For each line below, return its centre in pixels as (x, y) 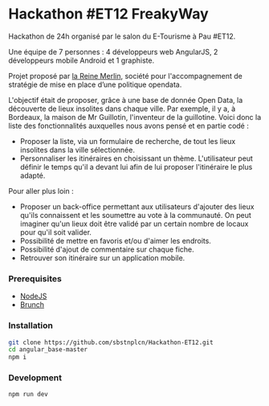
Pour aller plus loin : (41, 191)
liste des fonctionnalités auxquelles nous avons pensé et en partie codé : (128, 125)
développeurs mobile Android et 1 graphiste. (82, 60)
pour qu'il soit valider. (56, 232)
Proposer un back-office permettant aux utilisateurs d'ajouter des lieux (137, 207)
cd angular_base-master (48, 350)
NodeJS (33, 296)
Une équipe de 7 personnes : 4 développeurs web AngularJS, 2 (113, 51)
